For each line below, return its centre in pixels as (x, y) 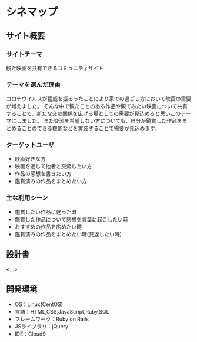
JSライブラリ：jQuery (41, 327)
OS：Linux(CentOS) (39, 304)
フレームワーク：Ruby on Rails (52, 319)
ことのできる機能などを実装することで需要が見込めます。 (91, 128)
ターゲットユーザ (30, 145)
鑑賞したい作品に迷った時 (46, 212)
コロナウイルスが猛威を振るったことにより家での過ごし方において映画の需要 (99, 99)
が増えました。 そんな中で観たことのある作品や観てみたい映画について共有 (97, 106)
